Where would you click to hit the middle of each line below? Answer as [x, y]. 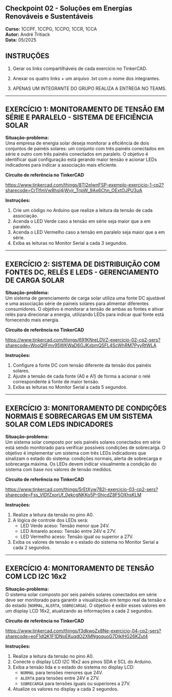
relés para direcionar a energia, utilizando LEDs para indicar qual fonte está [85, 315]
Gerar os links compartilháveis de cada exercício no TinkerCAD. [80, 68]
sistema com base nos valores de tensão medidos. [59, 470]
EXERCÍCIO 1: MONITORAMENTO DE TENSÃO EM [85, 109]
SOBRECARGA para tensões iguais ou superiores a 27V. [76, 683]
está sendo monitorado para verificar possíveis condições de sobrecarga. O [85, 448]
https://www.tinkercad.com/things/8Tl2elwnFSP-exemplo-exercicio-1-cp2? [85, 185]
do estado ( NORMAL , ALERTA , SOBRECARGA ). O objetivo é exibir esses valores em [85, 605]
